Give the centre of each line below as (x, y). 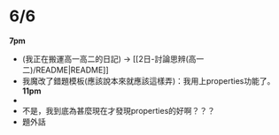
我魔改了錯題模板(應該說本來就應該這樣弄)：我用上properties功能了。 (148, 80)
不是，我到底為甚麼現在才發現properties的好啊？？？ (118, 110)
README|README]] (72, 70)
